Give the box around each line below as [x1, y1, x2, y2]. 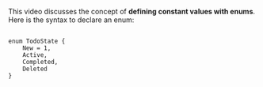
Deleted [22, 65, 48, 73]
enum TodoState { [8, 37, 66, 45]
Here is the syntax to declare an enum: [8, 15, 135, 25]
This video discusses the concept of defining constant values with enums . [8, 7, 256, 16]
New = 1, [22, 44, 51, 52]
